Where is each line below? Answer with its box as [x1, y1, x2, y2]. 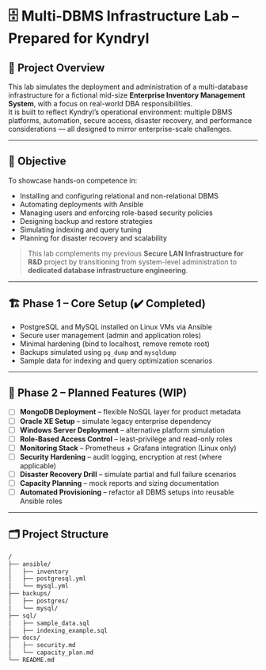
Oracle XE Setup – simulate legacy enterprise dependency [19, 416, 211, 425]
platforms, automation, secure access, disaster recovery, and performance [8, 116, 253, 125]
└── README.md [8, 657, 55, 664]
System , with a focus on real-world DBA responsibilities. [8, 99, 193, 108]
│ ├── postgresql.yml [8, 575, 87, 583]
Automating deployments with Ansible [19, 199, 144, 209]
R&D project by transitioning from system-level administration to [27, 256, 237, 267]
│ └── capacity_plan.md [8, 649, 93, 657]
